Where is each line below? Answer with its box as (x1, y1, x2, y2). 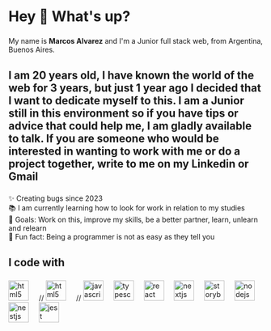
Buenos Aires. (8, 45, 55, 55)
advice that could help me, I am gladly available (8, 119, 252, 133)
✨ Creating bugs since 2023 (8, 193, 104, 203)
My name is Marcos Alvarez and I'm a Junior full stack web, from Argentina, (8, 36, 263, 46)
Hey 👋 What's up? (8, 7, 131, 26)
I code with (8, 255, 66, 269)
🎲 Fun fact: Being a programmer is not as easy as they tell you (8, 232, 215, 242)
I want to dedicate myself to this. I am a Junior (8, 93, 244, 108)
